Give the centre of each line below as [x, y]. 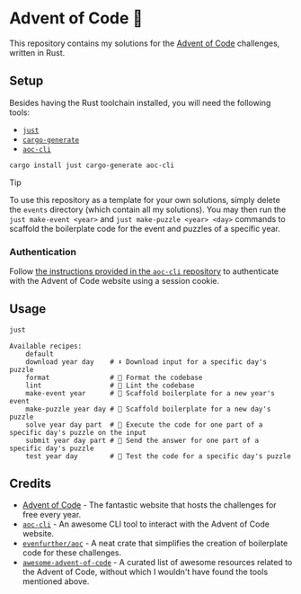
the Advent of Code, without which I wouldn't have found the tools [145, 572]
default [40, 354]
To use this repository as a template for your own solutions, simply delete [145, 199]
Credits [31, 483]
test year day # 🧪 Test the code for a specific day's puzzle [159, 456]
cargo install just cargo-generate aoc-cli [92, 165]
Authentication [43, 252]
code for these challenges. [72, 553]
